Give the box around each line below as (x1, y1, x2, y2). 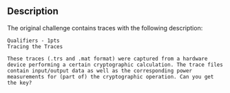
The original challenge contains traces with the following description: (7, 23, 203, 32)
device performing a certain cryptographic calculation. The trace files (7, 61, 224, 68)
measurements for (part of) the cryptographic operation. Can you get (7, 73, 214, 80)
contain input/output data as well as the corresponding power (7, 67, 193, 74)
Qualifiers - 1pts (7, 37, 60, 44)
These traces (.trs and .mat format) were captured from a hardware (7, 55, 208, 62)
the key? (7, 79, 32, 86)
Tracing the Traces (7, 43, 63, 50)
